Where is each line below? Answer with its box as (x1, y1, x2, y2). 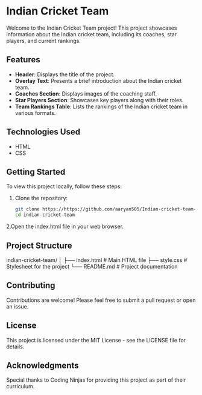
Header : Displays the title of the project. (14, 71, 115, 78)
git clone (14, 206, 40, 212)
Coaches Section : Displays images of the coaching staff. (14, 90, 157, 97)
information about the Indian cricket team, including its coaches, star (6, 30, 177, 38)
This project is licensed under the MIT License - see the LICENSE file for (6, 336, 186, 344)
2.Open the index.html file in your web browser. (6, 223, 124, 230)
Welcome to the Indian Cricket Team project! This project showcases (6, 24, 177, 31)
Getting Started (6, 166, 66, 177)
